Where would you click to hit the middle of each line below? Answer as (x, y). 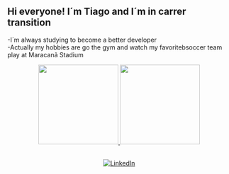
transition (29, 23)
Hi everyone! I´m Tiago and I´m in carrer (97, 12)
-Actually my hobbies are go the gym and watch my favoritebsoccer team (115, 47)
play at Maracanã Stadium (45, 54)
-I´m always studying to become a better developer (82, 40)
